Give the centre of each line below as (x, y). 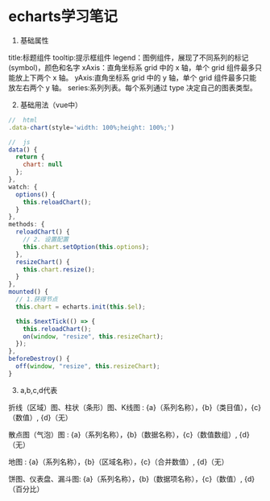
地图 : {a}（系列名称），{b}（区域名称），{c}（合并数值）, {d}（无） (118, 462)
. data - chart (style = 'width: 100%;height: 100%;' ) (91, 127)
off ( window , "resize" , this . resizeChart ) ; (88, 366)
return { (30, 157)
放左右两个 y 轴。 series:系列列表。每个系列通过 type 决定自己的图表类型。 (133, 87)
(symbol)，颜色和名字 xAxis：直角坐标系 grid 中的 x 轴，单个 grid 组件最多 (132, 67)
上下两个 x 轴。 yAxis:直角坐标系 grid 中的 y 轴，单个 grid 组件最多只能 (139, 77)
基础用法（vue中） (51, 105)
